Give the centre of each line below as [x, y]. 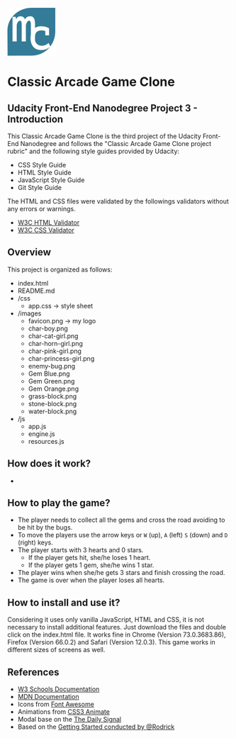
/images [29, 313]
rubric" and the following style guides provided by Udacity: [93, 151]
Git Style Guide [40, 188]
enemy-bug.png [52, 366]
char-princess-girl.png [61, 358]
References [33, 672]
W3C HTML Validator [49, 223]
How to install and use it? [64, 602]
